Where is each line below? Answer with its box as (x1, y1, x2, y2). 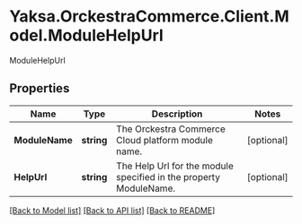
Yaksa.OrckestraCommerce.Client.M (9, 6, 289, 27)
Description (151, 108, 203, 120)
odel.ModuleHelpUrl (9, 25, 164, 46)
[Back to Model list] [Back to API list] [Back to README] (9, 204, 216, 216)
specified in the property (116, 170, 220, 183)
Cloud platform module (116, 134, 213, 146)
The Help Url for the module (116, 159, 234, 172)
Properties (9, 81, 70, 96)
